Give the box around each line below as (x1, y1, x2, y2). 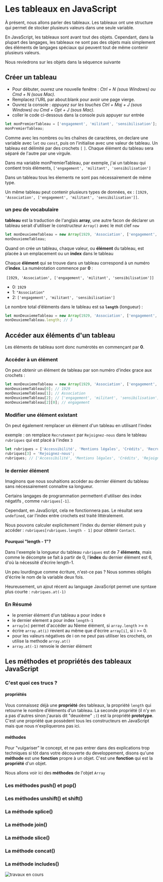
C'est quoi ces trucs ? (5, 679, 57, 686)
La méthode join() (5, 821, 48, 828)
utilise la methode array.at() (12, 638, 71, 644)
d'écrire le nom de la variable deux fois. (5, 574, 84, 580)
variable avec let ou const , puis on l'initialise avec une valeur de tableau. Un (5, 140, 158, 146)
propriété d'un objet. (5, 761, 47, 767)
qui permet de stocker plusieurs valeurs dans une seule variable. (5, 24, 134, 30)
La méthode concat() (5, 847, 55, 854)
